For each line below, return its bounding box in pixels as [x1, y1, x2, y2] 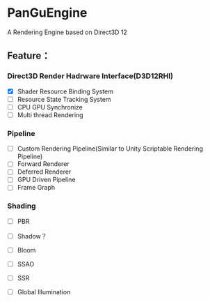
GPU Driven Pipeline [17, 176, 76, 184]
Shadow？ [17, 232, 47, 240]
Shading [7, 201, 36, 211]
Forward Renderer [17, 160, 70, 168]
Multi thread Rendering [17, 110, 83, 119]
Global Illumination [17, 288, 71, 296]
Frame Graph [17, 183, 56, 192]
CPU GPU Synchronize [17, 103, 83, 111]
